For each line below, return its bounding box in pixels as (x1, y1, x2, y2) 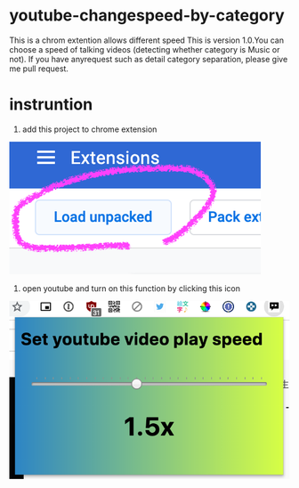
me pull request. (9, 63, 69, 74)
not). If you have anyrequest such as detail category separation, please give (9, 53, 288, 64)
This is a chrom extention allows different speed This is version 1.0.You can (9, 35, 285, 45)
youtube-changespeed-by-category (9, 5, 285, 26)
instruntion (9, 94, 93, 115)
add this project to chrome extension (21, 124, 158, 134)
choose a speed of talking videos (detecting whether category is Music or (9, 44, 280, 54)
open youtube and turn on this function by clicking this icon (21, 282, 240, 294)
